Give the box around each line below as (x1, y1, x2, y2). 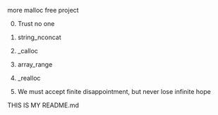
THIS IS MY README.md (7, 101, 80, 109)
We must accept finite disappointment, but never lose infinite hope (17, 88, 212, 95)
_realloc (17, 74, 41, 82)
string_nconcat (17, 33, 61, 41)
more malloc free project (7, 6, 79, 14)
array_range (17, 60, 53, 69)
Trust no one (17, 20, 55, 27)
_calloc (17, 47, 39, 55)
